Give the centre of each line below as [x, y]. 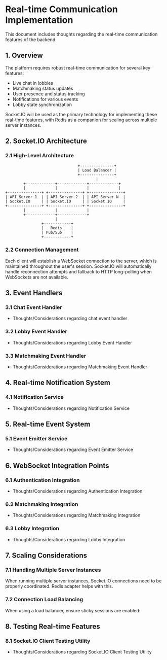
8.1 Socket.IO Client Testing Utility [48, 641]
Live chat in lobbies [33, 83]
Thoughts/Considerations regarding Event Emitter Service [73, 449]
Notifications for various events [45, 99]
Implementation [39, 20]
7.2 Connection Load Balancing [44, 600]
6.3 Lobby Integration [32, 529]
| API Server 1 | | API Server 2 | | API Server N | [65, 197]
